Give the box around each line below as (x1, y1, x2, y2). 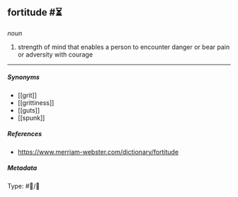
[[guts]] (17, 106, 40, 114)
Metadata (7, 164, 38, 172)
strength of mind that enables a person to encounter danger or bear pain (17, 43, 230, 51)
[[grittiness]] (17, 98, 55, 107)
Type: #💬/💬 (7, 181, 40, 190)
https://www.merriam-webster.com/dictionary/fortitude (17, 147, 179, 156)
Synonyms (7, 73, 40, 81)
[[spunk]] (17, 113, 45, 122)
